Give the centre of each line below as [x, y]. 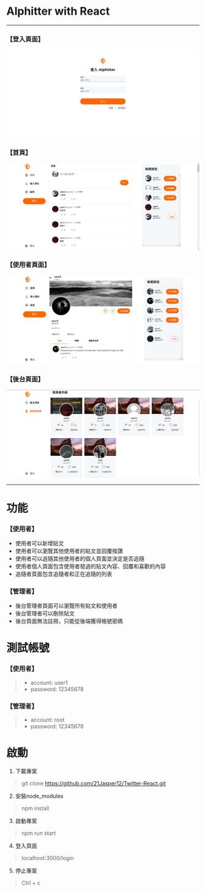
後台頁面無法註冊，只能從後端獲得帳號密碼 [69, 621]
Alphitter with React [58, 11]
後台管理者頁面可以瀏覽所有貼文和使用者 [66, 606]
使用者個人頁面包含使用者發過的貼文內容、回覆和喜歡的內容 [90, 566]
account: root [48, 720]
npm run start [39, 833]
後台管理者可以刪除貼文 [45, 613]
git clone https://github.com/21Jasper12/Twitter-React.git [93, 783]
